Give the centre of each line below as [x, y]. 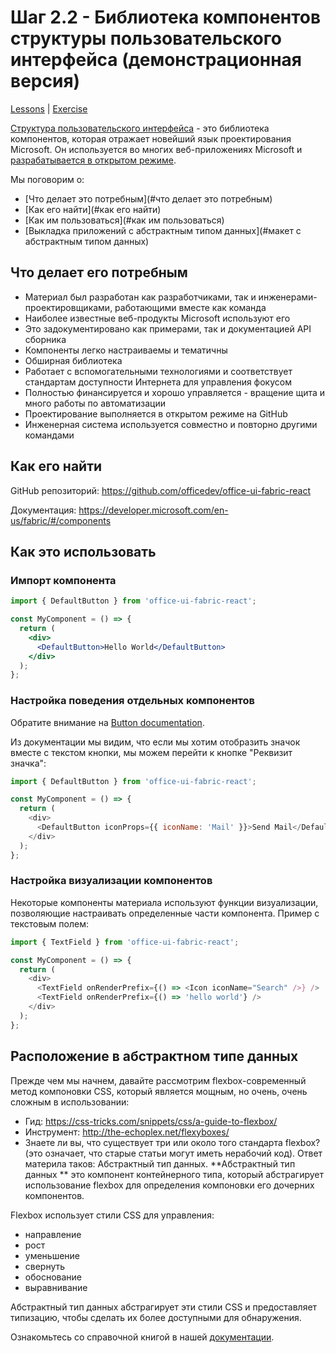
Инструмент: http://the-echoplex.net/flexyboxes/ [127, 1132]
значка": [28, 763]
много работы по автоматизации [95, 403]
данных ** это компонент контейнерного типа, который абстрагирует [174, 1174]
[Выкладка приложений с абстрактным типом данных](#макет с [163, 230]
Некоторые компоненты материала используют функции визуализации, [164, 902]
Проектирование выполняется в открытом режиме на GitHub [156, 413]
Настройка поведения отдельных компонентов [133, 701]
